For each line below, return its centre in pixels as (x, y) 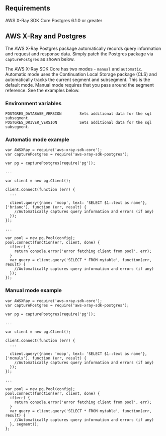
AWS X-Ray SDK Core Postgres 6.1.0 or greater (54, 20)
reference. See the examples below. (42, 90)
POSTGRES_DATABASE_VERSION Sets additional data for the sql (78, 114)
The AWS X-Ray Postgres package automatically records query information (83, 48)
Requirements (28, 8)
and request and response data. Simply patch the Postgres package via (79, 54)
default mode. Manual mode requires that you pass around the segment (80, 85)
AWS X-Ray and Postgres (46, 37)
